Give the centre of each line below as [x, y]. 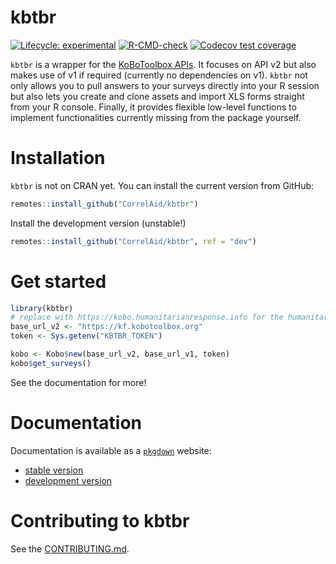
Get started [58, 281]
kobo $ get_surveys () [51, 363]
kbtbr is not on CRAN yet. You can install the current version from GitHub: [162, 185]
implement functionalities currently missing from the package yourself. [156, 117]
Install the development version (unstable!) [98, 223]
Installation [58, 158]
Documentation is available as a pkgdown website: [111, 450]
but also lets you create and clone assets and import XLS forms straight [157, 96]
